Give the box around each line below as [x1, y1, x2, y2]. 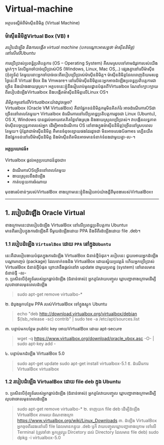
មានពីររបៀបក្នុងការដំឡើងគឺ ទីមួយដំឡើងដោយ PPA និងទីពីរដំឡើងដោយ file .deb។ [5, 228, 141, 234]
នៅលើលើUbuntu [5, 50, 36, 56]
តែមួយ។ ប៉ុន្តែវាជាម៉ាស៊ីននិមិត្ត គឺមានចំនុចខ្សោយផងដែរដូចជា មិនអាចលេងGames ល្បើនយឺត [5, 128, 153, 134]
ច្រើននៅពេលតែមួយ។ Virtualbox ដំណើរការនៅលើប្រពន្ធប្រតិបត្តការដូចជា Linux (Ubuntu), [5, 111, 157, 117]
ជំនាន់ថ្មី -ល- [5, 270, 27, 276]
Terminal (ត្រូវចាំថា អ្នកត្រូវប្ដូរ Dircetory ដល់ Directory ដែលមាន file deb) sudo [17, 429, 159, 435]
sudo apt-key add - [17, 341, 56, 346]
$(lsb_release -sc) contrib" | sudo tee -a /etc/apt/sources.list [17, 316, 140, 322]
